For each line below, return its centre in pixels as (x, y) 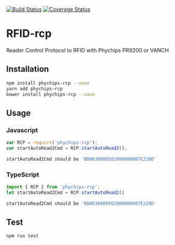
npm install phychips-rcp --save (48, 83)
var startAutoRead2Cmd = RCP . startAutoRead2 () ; (67, 148)
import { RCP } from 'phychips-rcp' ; (53, 187)
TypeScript (23, 175)
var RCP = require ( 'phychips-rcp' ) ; (52, 143)
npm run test (22, 236)
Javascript (22, 130)
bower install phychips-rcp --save (51, 94)
